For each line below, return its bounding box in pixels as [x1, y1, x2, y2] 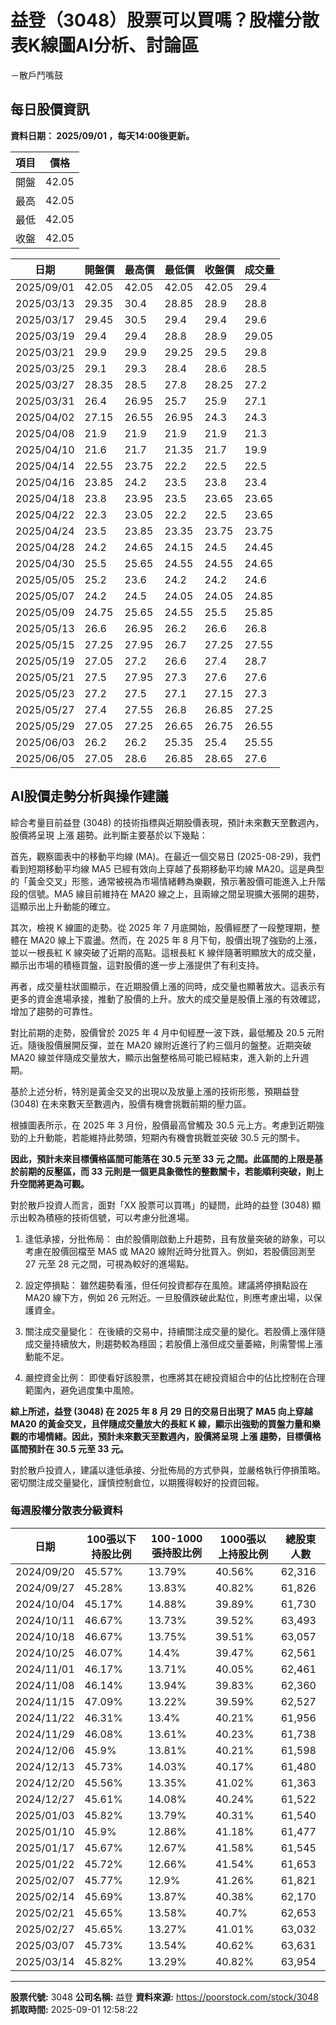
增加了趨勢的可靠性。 [10, 1005, 98, 1017]
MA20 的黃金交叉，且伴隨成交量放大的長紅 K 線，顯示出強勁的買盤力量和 [10, 1417, 312, 1430]
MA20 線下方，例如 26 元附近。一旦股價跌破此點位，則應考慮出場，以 [24, 1291, 314, 1303]
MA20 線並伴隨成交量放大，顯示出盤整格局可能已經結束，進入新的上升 [10, 1051, 301, 1063]
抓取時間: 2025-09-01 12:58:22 [10, 2003, 139, 2015]
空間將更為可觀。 [18, 1177, 90, 1190]
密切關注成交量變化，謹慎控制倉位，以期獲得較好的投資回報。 [10, 1476, 265, 1488]
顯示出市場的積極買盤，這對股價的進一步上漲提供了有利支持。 [10, 959, 265, 971]
